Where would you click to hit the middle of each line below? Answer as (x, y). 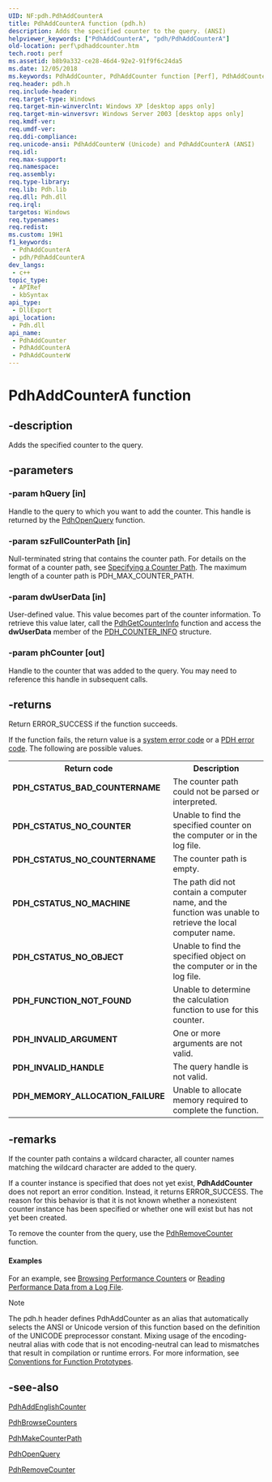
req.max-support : (38, 159)
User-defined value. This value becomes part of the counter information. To (135, 614)
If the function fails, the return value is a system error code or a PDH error (132, 740)
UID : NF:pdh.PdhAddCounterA (56, 16)
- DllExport (32, 310)
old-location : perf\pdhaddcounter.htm (74, 46)
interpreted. (195, 802)
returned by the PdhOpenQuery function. (77, 519)
